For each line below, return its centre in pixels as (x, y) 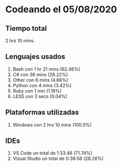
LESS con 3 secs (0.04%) (40, 96)
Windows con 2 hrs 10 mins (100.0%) (52, 125)
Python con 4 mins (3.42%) (42, 85)
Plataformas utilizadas (42, 112)
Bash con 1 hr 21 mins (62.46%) (47, 69)
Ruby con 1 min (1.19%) (37, 91)
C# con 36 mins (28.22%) (40, 74)
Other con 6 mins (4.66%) (40, 80)
